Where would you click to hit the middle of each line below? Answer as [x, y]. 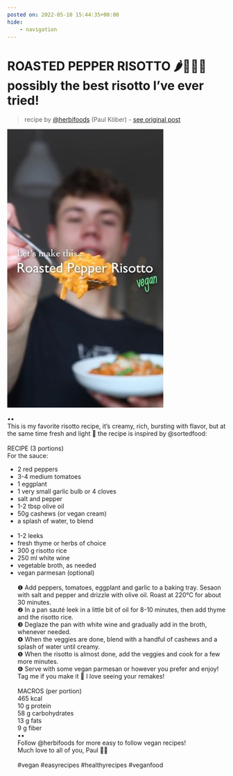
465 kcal [30, 699]
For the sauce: [28, 456]
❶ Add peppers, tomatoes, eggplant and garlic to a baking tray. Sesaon [119, 587]
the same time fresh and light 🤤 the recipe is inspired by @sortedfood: [107, 434]
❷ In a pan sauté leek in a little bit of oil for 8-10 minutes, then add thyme [121, 610]
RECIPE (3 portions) [35, 448]
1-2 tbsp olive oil [41, 506]
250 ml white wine [43, 558]
